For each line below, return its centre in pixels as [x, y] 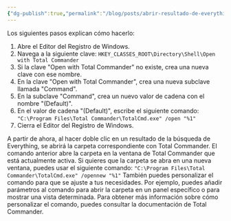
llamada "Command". [47, 89]
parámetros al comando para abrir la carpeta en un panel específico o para [113, 189]
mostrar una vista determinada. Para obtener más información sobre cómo [113, 197]
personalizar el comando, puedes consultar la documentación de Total [107, 204]
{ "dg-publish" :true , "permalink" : [55, 13]
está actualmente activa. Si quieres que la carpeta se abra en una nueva [109, 160]
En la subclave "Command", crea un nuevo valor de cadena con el [111, 96]
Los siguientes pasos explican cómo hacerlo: [71, 33]
